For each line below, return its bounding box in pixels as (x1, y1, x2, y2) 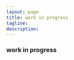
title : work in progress (6, 15, 69, 21)
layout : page (6, 8, 39, 15)
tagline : (6, 20, 28, 26)
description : (6, 25, 39, 32)
